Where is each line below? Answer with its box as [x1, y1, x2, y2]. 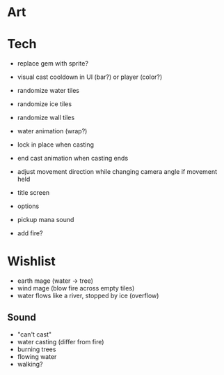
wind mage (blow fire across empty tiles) [17, 284, 135, 293]
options [17, 202, 40, 210]
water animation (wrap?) [17, 127, 88, 135]
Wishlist [7, 253, 56, 270]
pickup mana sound [17, 216, 74, 224]
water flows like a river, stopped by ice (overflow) [17, 291, 159, 300]
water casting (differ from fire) [17, 337, 104, 346]
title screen [17, 189, 50, 197]
